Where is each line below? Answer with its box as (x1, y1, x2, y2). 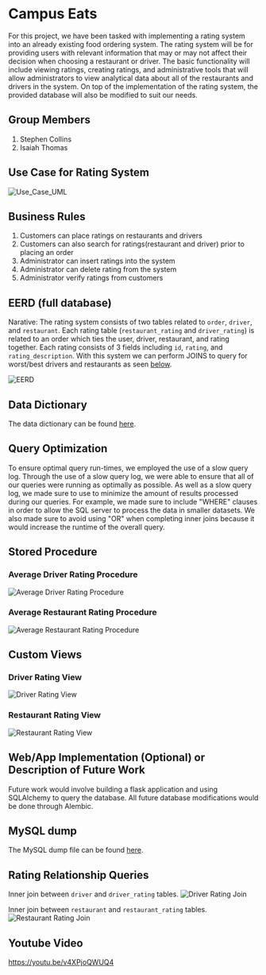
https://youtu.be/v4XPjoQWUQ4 (8, 958, 114, 967)
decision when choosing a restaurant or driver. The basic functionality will (8, 56, 250, 66)
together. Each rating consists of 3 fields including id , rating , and (8, 342, 224, 352)
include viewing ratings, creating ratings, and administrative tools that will (8, 64, 249, 74)
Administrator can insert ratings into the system (19, 256, 176, 266)
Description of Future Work (8, 764, 145, 777)
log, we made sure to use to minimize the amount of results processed (8, 488, 239, 497)
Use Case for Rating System (8, 166, 149, 180)
